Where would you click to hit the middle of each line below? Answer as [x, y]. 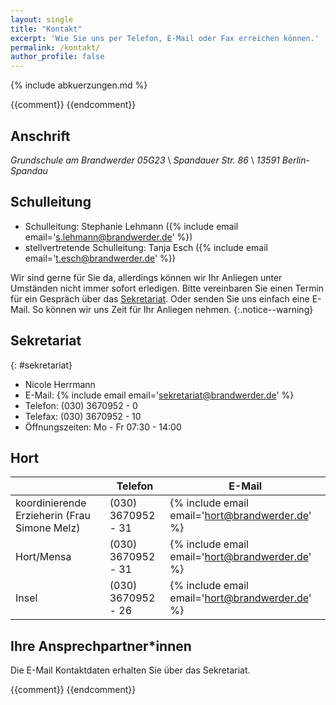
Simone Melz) [48, 528]
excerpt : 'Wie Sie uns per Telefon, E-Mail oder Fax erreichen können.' [165, 38]
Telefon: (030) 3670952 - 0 [81, 405]
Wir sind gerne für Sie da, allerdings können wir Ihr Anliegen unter [146, 277]
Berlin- [295, 160]
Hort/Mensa [43, 557]
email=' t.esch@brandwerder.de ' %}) [100, 258]
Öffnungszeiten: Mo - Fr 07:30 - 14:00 [103, 427]
